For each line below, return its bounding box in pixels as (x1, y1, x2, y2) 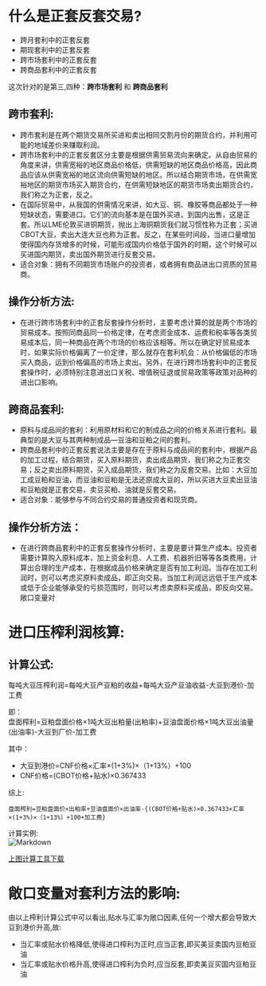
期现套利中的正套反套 (19, 45, 90, 54)
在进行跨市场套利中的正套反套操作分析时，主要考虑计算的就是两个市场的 (19, 318, 257, 327)
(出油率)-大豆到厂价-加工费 (8, 727, 97, 737)
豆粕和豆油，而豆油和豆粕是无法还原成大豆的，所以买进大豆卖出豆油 (33, 475, 257, 485)
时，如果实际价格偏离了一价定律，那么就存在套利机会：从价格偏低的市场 (19, 347, 257, 357)
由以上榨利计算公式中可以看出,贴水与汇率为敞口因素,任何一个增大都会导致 (8, 913, 250, 922)
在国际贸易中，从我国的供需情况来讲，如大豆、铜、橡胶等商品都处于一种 (19, 200, 257, 209)
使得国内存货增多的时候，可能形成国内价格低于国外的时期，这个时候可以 (19, 240, 257, 249)
